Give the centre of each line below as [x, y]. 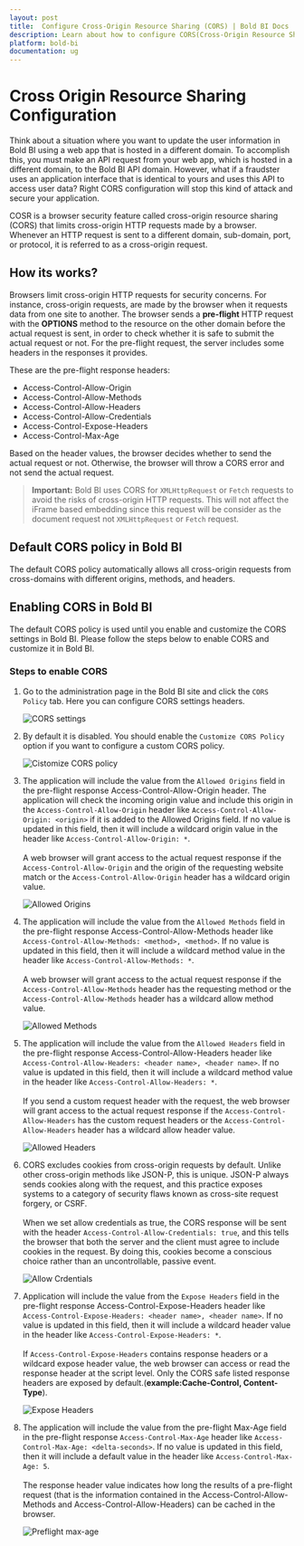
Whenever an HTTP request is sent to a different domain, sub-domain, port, [150, 235]
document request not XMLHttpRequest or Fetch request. [135, 519]
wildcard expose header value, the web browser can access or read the [157, 1363]
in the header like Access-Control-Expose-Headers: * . [122, 1334]
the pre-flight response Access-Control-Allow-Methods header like [148, 931]
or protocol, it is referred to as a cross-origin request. [109, 244]
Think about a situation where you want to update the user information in [145, 140]
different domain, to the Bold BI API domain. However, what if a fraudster [145, 169]
